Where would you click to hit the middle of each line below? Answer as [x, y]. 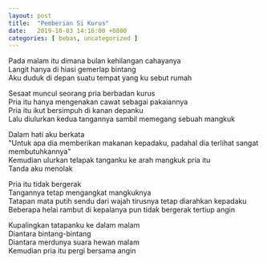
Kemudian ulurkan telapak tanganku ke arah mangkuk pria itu [109, 160]
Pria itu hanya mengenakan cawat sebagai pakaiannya [98, 102]
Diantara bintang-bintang [50, 234]
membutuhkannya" [40, 152]
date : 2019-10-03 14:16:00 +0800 [68, 30]
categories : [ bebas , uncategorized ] [73, 38]
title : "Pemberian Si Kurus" [59, 23]
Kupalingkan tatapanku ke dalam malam [74, 225]
